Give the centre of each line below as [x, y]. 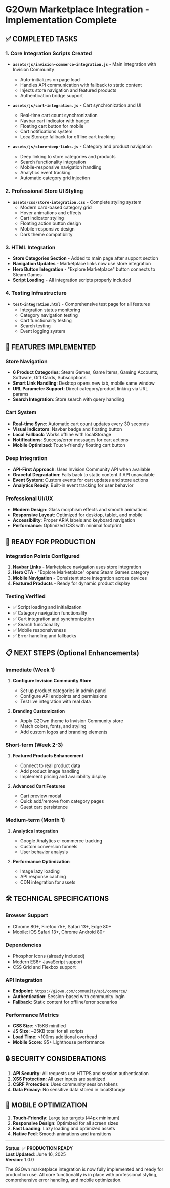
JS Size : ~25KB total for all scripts [48, 1031]
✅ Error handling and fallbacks [45, 636]
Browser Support [27, 915]
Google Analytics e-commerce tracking [61, 841]
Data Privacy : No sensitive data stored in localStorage [69, 1089]
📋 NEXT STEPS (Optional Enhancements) [72, 653]
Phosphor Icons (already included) [49, 956]
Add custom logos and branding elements [64, 732]
